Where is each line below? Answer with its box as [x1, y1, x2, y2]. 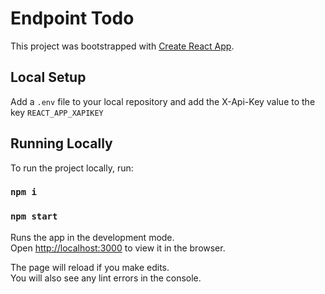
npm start [10, 211, 58, 222]
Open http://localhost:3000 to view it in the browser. [10, 242, 226, 254]
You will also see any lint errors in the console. [10, 272, 202, 284]
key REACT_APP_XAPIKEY [10, 106, 104, 118]
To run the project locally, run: [10, 162, 134, 174]
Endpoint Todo [10, 7, 135, 30]
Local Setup [10, 69, 87, 86]
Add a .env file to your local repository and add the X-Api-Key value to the [10, 95, 316, 107]
